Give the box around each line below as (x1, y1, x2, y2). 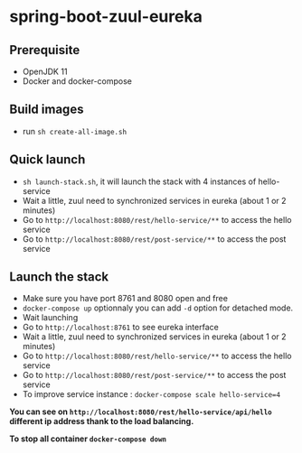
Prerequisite (9, 42, 80, 58)
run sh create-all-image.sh (22, 125, 127, 136)
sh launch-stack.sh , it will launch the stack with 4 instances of (22, 176, 257, 187)
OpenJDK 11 (22, 66, 68, 77)
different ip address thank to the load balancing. (9, 416, 194, 427)
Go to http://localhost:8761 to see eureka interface (22, 322, 219, 333)
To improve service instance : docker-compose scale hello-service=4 (22, 389, 281, 400)
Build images (9, 102, 84, 117)
